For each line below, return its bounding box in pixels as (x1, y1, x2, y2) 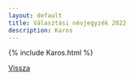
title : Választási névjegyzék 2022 (8, 19, 127, 27)
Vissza (8, 63, 30, 73)
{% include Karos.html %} (8, 48, 93, 58)
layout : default (8, 11, 62, 20)
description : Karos (8, 26, 73, 34)
